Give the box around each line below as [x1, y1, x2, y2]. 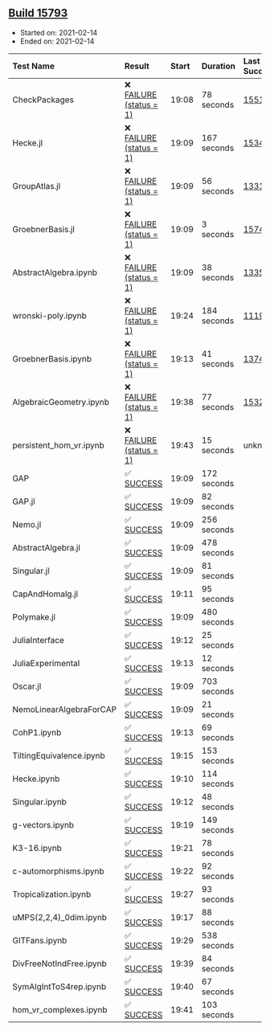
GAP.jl [12, 496, 35, 507]
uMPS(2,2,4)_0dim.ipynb [12, 911, 107, 923]
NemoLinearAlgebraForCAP [12, 703, 117, 714]
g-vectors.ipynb [12, 819, 75, 830]
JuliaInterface [12, 634, 64, 645]
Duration [201, 60, 235, 72]
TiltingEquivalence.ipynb [12, 750, 106, 761]
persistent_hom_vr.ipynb [12, 440, 104, 451]
